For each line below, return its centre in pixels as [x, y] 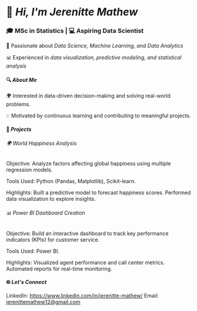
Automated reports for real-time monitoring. [59, 269]
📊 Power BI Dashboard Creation [46, 213]
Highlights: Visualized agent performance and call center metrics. [86, 262]
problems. [18, 104]
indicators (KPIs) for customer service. [53, 239]
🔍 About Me [21, 80]
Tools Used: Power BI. [33, 251]
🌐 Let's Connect [26, 282]
